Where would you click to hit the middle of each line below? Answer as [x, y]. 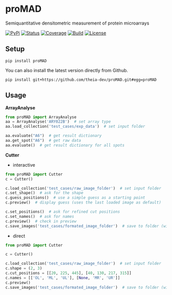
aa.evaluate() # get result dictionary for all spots [65, 145]
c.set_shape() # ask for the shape [44, 193]
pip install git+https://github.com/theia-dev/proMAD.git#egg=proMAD [81, 80]
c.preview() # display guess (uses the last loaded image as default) [83, 202]
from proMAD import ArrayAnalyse [41, 117]
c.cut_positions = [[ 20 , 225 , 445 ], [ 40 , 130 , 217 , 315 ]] [68, 273]
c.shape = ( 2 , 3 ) [24, 268]
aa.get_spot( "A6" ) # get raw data [43, 141]
